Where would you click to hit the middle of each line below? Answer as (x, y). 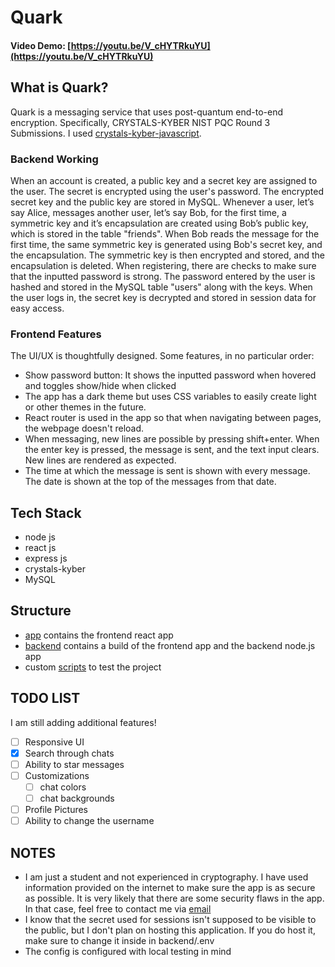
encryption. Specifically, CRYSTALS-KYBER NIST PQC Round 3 (140, 122)
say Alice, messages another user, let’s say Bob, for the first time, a (148, 212)
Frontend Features (56, 334)
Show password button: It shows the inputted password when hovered (170, 375)
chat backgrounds (77, 798)
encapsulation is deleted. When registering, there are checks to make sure (163, 265)
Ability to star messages (74, 764)
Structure (41, 611)
